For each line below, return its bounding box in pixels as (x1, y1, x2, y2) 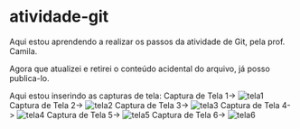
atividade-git (9, 6, 109, 27)
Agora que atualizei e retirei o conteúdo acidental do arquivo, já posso (9, 63, 271, 74)
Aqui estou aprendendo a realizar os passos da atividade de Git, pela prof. (9, 36, 286, 47)
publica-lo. (9, 72, 50, 83)
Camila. (9, 45, 38, 56)
